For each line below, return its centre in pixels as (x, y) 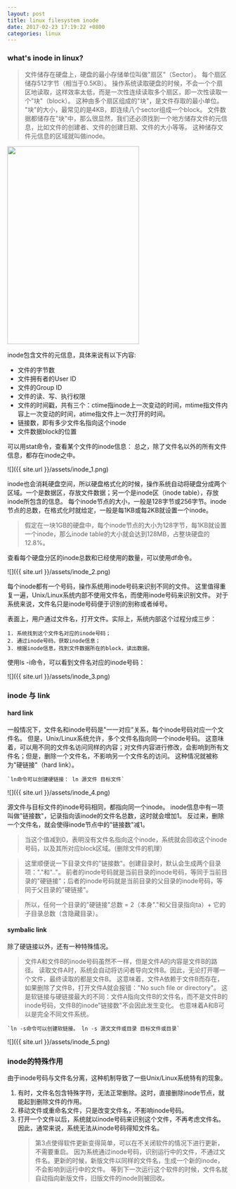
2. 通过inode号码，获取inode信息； (54, 641)
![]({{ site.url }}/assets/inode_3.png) (59, 676)
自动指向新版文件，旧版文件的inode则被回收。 (101, 1178)
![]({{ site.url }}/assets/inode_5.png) (59, 1041)
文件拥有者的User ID (47, 379)
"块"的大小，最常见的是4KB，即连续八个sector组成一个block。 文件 (122, 109)
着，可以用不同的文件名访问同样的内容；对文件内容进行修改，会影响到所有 (115, 747)
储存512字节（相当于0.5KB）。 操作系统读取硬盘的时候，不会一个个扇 (124, 83)
